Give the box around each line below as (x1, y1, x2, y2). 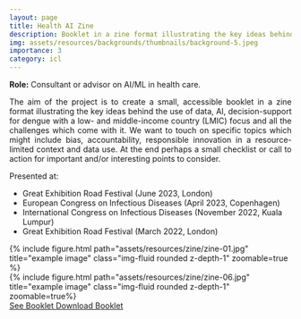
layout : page (9, 13, 58, 22)
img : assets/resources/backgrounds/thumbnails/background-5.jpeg (9, 38, 258, 47)
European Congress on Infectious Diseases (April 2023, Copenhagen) (21, 197, 280, 208)
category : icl (9, 55, 63, 63)
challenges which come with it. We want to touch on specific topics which (9, 125, 292, 135)
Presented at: (9, 171, 59, 181)
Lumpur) (21, 216, 55, 227)
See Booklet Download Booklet (9, 300, 124, 311)
